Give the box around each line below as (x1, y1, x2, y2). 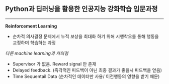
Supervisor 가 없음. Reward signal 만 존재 (12, 60, 97, 66)
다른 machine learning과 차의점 (5, 50, 69, 56)
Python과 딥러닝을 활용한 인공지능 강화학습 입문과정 (5, 4, 158, 13)
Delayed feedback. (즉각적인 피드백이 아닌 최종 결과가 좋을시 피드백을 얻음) (12, 67, 162, 73)
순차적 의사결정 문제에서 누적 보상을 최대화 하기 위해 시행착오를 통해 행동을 (12, 33, 159, 39)
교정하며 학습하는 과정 (12, 39, 56, 45)
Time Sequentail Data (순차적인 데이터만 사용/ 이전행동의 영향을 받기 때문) (12, 73, 160, 79)
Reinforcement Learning (5, 23, 57, 29)
